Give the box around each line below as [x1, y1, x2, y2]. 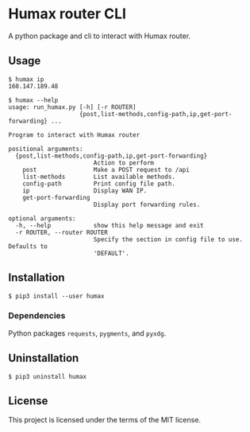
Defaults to [8, 242, 48, 251]
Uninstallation [8, 352, 79, 365]
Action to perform [93, 158, 155, 167]
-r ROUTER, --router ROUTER [15, 228, 109, 236]
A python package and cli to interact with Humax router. [8, 31, 191, 41]
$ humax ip [8, 75, 44, 84]
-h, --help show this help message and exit [15, 221, 204, 229]
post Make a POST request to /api [22, 165, 190, 173]
